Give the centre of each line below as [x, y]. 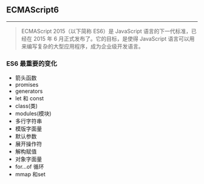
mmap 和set [30, 174]
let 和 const [29, 98]
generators [29, 91]
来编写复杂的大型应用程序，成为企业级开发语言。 [82, 46]
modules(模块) [33, 114]
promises [27, 85]
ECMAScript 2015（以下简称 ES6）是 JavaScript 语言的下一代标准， [106, 31]
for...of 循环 [29, 167]
